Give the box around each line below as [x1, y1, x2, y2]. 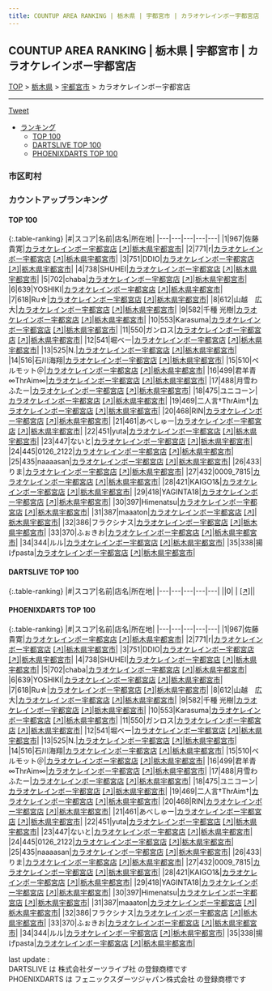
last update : [8, 954, 50, 964]
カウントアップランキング [8, 194, 108, 206]
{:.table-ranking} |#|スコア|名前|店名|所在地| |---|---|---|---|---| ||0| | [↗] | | [8, 586, 256, 596]
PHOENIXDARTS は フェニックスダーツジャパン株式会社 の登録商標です [8, 974, 247, 984]
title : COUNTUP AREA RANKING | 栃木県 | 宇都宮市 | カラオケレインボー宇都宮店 [8, 11, 260, 20]
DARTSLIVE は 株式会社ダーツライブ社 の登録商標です [8, 963, 188, 973]
